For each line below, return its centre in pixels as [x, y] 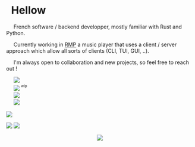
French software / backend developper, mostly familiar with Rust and [98, 27]
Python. [16, 33]
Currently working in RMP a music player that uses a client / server [95, 44]
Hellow [29, 10]
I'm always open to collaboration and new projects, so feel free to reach [101, 62]
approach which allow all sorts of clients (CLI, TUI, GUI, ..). [78, 50]
